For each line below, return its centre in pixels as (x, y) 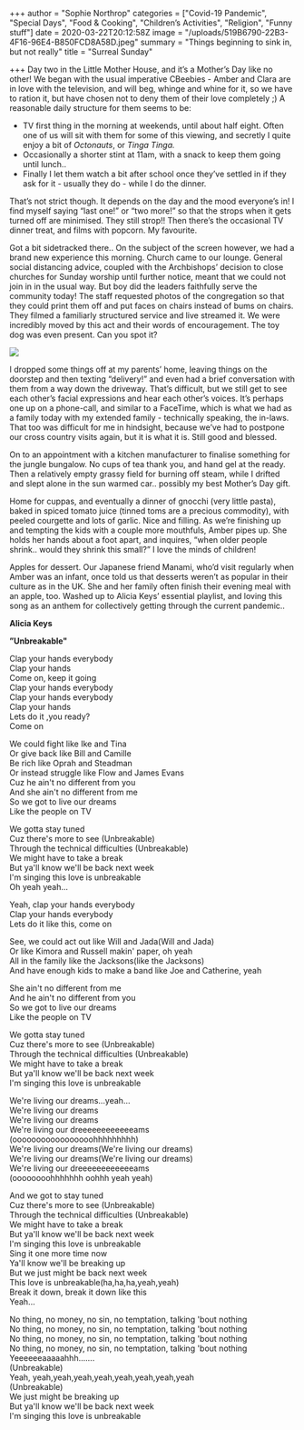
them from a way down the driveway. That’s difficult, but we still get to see (148, 389)
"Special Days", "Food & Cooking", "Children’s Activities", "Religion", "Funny (151, 23)
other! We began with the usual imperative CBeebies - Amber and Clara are (150, 79)
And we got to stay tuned (57, 1195)
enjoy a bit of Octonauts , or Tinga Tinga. (98, 145)
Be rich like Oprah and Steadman (71, 763)
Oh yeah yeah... (39, 887)
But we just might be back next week (78, 1273)
